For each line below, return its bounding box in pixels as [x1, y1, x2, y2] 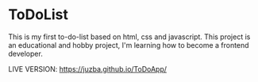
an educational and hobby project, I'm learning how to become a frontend [8, 40, 249, 49]
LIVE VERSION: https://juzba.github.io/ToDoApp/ [8, 64, 168, 73]
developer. [8, 49, 44, 58]
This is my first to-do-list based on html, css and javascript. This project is [8, 32, 251, 41]
